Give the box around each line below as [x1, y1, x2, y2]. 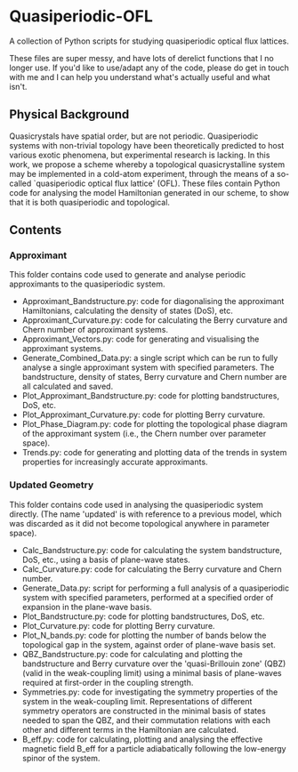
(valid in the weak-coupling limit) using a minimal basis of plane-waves [21, 667, 282, 678]
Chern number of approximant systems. [21, 325, 169, 335]
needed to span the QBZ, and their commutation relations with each [21, 714, 271, 726]
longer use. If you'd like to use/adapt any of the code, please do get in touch [9, 62, 289, 73]
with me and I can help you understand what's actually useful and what [9, 71, 270, 82]
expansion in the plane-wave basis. [21, 601, 153, 612]
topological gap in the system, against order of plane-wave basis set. [21, 639, 276, 650]
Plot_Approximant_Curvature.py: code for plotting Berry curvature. [21, 409, 265, 420]
